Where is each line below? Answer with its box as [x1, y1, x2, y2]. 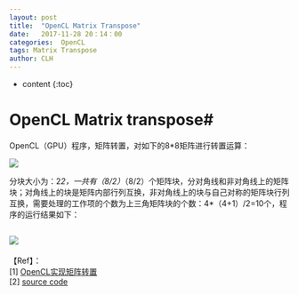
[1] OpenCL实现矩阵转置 [9, 266, 98, 276]
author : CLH [9, 54, 53, 63]
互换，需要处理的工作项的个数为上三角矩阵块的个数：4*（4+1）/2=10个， [9, 197, 280, 209]
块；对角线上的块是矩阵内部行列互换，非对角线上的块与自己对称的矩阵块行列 [9, 187, 290, 197]
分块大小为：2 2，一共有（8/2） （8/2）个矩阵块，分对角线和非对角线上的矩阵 [9, 175, 289, 187]
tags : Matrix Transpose [9, 46, 98, 55]
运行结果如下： [24, 209, 80, 219]
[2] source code [9, 276, 68, 287]
